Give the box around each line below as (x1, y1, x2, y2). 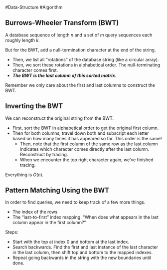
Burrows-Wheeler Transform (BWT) (5, 18, 119, 27)
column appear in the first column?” (12, 220, 86, 226)
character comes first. (12, 67, 58, 73)
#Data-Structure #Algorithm (5, 4, 63, 10)
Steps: (5, 229, 18, 235)
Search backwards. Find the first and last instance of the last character (12, 244, 159, 250)
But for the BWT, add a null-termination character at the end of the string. (5, 47, 156, 53)
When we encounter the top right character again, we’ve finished (19, 157, 154, 163)
